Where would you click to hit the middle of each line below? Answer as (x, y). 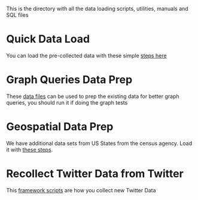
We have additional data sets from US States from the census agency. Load (99, 143)
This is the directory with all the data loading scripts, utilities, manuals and (97, 9)
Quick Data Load (48, 39)
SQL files (17, 15)
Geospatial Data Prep (60, 127)
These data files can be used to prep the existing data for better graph (93, 96)
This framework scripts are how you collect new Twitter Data (81, 190)
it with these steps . (30, 149)
